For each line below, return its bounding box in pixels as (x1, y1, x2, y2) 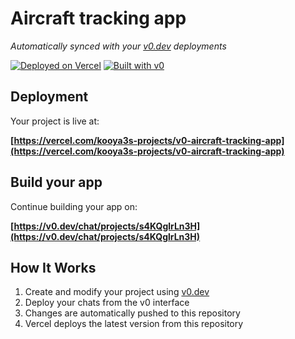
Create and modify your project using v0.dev (24, 286, 210, 298)
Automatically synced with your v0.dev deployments (10, 40, 227, 52)
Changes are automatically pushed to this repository (24, 307, 241, 319)
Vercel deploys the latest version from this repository (24, 318, 244, 330)
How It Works (10, 259, 97, 276)
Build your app (10, 174, 103, 191)
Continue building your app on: (10, 200, 138, 212)
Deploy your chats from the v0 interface (24, 297, 190, 309)
